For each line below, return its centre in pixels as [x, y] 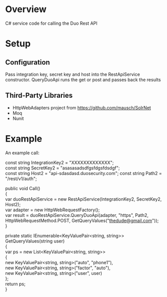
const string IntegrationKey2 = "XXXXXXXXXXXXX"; [60, 162]
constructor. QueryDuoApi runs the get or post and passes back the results [83, 80]
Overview [26, 9]
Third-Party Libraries [39, 96]
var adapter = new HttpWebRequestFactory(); [53, 210]
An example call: [22, 153]
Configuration [28, 62]
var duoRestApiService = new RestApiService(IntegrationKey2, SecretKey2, [83, 199]
